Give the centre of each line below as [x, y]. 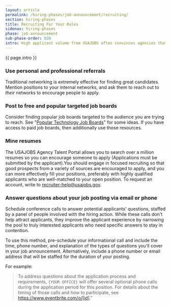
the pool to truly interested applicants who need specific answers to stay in [84, 225]
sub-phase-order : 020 [28, 39]
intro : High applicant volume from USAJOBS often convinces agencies [81, 43]
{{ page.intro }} [21, 58]
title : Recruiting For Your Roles [42, 24]
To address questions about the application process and [77, 276]
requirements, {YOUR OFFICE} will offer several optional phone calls [87, 282]
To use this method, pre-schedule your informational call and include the [81, 240]
